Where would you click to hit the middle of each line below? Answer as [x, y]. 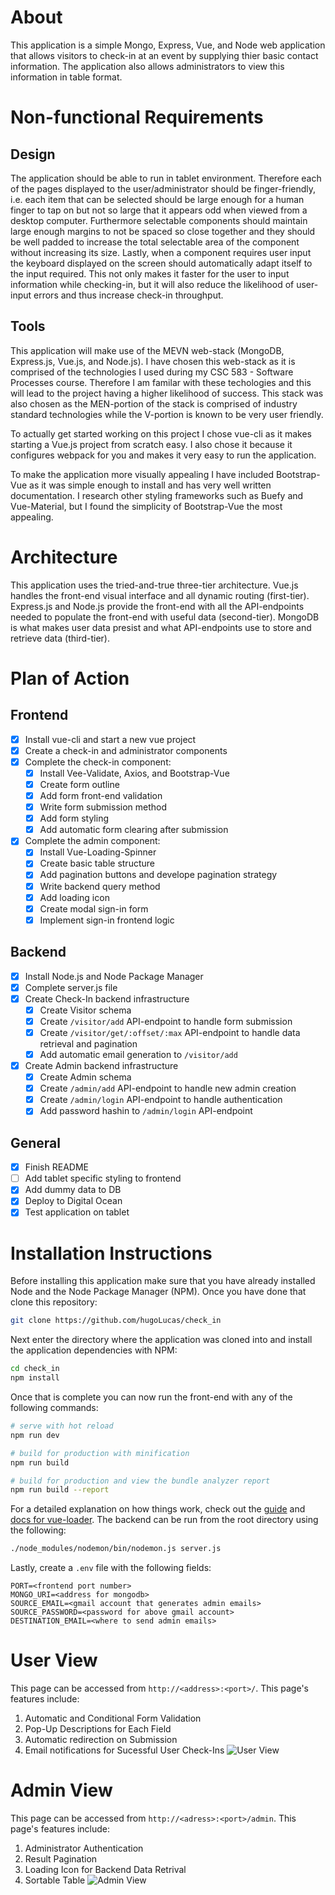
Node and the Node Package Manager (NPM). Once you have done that [158, 1292]
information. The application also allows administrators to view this [147, 66]
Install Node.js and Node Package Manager [114, 976]
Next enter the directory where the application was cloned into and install [161, 1340]
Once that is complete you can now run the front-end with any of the [151, 1397]
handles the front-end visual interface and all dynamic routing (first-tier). [160, 595]
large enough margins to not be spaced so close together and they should [163, 231]
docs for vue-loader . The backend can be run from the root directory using [164, 1520]
